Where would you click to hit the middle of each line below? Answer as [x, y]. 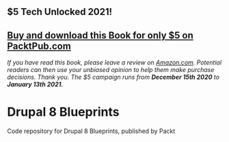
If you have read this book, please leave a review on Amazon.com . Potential [114, 62]
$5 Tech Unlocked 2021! [60, 12]
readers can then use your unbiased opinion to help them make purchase [111, 70]
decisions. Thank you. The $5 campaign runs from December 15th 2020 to [113, 77]
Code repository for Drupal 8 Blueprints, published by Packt [91, 131]
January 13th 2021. [35, 84]
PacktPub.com [39, 46]
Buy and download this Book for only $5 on [100, 35]
